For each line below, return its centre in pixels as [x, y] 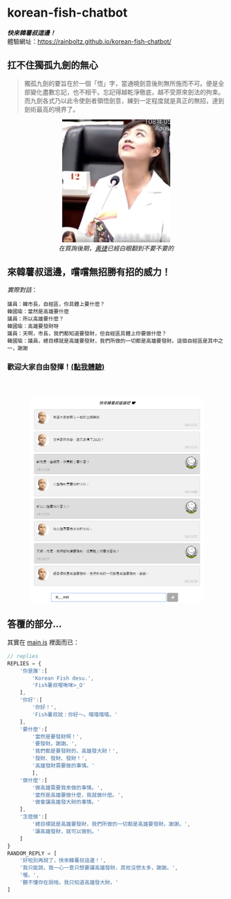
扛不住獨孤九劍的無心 [53, 65]
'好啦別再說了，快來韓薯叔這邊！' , [63, 861]
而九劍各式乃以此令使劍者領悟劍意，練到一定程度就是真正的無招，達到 [124, 100]
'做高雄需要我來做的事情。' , [68, 788]
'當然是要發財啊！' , [57, 736]
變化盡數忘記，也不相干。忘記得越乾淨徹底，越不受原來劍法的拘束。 [127, 92]
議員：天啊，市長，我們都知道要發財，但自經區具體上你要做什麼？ [87, 334]
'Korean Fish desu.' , [63, 678]
